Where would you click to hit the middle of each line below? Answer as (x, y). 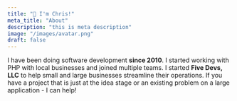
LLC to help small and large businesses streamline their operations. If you (115, 76)
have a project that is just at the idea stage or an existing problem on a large (118, 83)
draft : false (27, 40)
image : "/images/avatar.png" (51, 34)
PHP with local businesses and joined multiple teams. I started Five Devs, (115, 68)
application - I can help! (42, 90)
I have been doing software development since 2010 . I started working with (118, 60)
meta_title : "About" (38, 20)
